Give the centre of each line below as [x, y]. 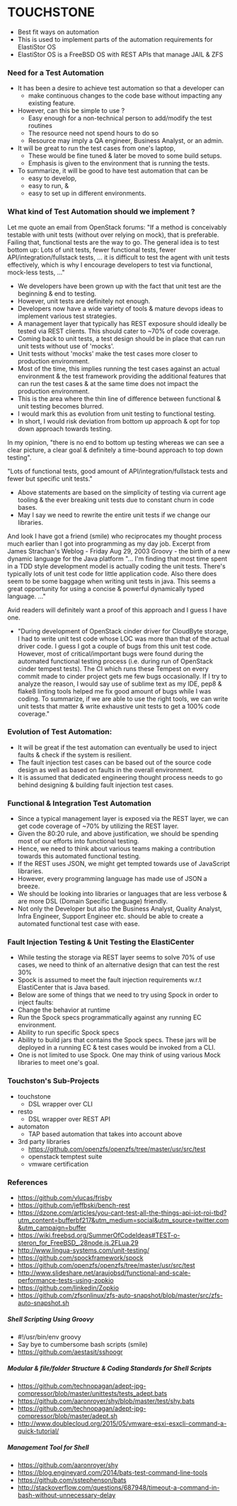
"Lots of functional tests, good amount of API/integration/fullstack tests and [117, 471]
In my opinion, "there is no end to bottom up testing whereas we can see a [116, 442]
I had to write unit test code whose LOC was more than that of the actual [123, 638]
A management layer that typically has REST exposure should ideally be [122, 323]
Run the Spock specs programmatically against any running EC [109, 1017]
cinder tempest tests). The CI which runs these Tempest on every [113, 668]
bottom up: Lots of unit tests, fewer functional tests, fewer [92, 250]
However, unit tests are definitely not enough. [84, 300]
